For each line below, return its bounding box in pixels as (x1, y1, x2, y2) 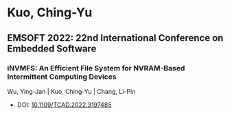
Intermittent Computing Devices (7, 72, 117, 81)
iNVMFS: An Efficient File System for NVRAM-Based (7, 63, 185, 73)
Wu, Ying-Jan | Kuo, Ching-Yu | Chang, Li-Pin (7, 87, 136, 95)
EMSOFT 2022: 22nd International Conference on (7, 32, 224, 44)
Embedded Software (7, 42, 97, 54)
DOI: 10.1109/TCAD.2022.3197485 (16, 101, 112, 109)
